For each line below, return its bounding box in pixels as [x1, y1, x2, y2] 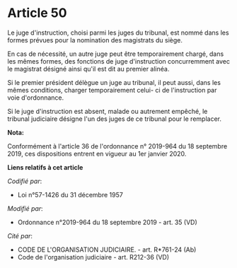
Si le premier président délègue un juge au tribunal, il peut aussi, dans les [7, 78, 221, 86]
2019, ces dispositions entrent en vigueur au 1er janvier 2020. [7, 149, 187, 158]
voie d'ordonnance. [7, 93, 64, 102]
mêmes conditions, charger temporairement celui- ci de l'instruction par [7, 86, 217, 94]
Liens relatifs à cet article [7, 163, 83, 171]
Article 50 [7, 5, 67, 21]
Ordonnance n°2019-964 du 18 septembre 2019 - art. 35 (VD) [17, 218, 198, 226]
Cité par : [7, 231, 33, 240]
